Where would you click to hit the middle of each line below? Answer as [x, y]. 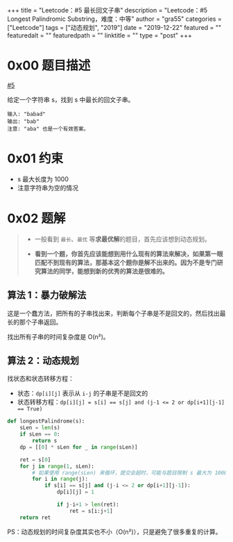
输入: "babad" [27, 114]
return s [45, 441]
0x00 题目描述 [49, 66]
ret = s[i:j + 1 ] [91, 511]
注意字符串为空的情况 [48, 188]
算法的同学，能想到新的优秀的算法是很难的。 [104, 271]
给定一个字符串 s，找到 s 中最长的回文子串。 [71, 99]
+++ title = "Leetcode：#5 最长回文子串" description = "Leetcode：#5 [107, 10]
